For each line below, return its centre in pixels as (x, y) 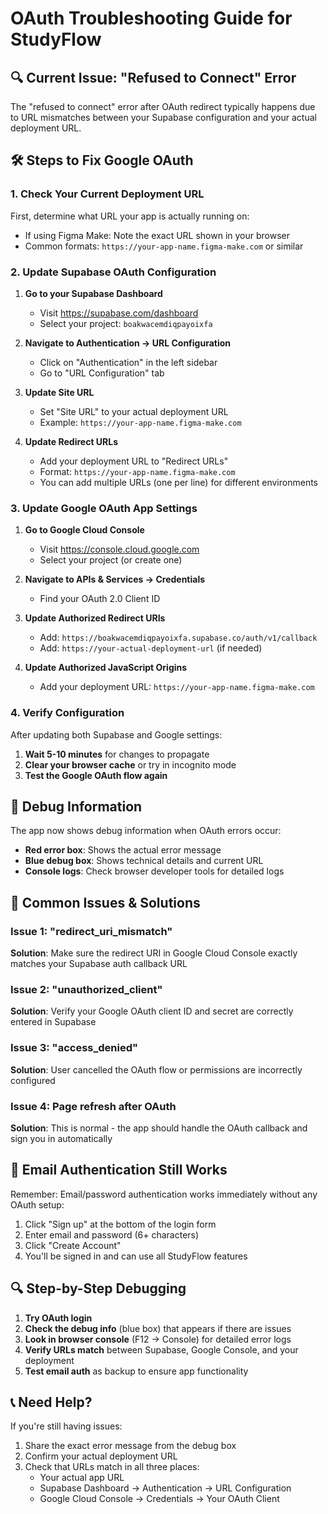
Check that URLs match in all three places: (112, 1467)
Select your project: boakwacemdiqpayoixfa (126, 323)
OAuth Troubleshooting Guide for (151, 18)
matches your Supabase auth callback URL (99, 964)
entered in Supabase (53, 1022)
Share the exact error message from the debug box (130, 1446)
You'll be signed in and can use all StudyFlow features (136, 1256)
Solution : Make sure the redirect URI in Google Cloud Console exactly (154, 953)
